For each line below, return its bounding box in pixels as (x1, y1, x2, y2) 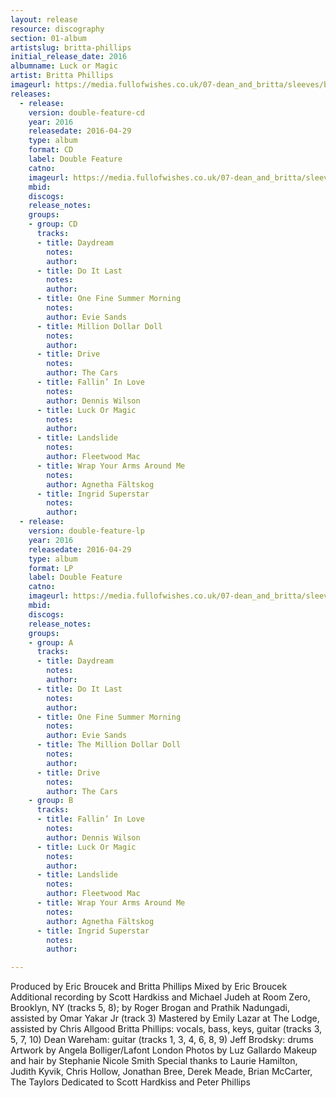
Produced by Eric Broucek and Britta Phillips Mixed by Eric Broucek (10, 981, 288, 993)
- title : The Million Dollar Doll (36, 740, 182, 750)
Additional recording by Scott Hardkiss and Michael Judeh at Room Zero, (10, 991, 311, 1003)
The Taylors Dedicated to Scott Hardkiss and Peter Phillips (10, 1076, 251, 1088)
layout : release (10, 14, 78, 25)
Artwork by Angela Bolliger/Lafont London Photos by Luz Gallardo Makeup (10, 1044, 317, 1056)
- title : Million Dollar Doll (36, 321, 163, 331)
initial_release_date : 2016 (10, 52, 128, 62)
